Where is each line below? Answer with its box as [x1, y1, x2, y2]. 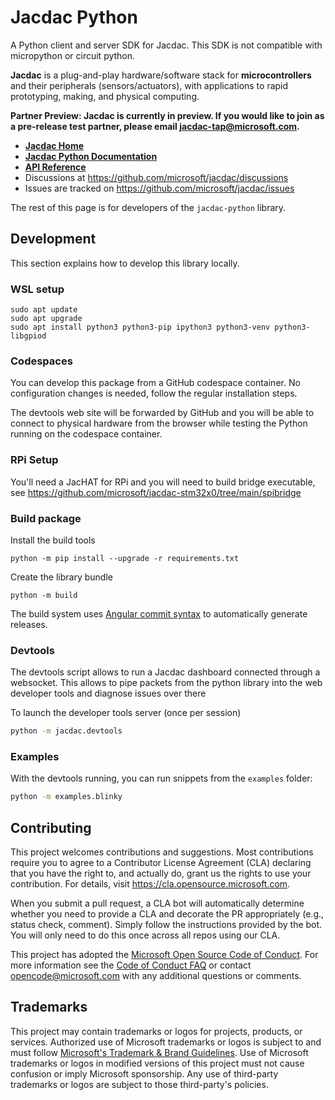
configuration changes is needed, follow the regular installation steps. [10, 387, 298, 400]
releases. [10, 618, 48, 630]
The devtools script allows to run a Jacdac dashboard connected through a [10, 666, 321, 678]
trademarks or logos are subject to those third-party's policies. [10, 1078, 269, 1090]
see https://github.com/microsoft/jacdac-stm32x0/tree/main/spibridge [10, 486, 302, 498]
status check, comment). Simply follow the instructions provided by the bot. [10, 919, 323, 931]
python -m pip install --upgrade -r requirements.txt [10, 553, 240, 563]
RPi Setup [10, 453, 59, 467]
